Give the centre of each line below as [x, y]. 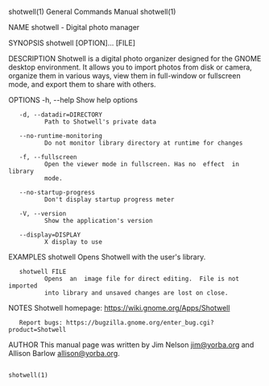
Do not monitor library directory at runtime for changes [143, 143]
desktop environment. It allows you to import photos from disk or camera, [130, 67]
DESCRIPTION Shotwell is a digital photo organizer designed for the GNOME [135, 59]
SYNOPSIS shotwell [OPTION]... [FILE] [72, 43]
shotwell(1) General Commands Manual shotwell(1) [92, 12]
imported [23, 286]
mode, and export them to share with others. [82, 84]
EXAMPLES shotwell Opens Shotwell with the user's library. [107, 257]
